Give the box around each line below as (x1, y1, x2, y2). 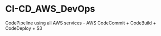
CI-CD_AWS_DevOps (5, 3, 95, 15)
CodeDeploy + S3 (5, 25, 43, 31)
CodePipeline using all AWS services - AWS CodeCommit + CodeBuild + (5, 20, 156, 26)
